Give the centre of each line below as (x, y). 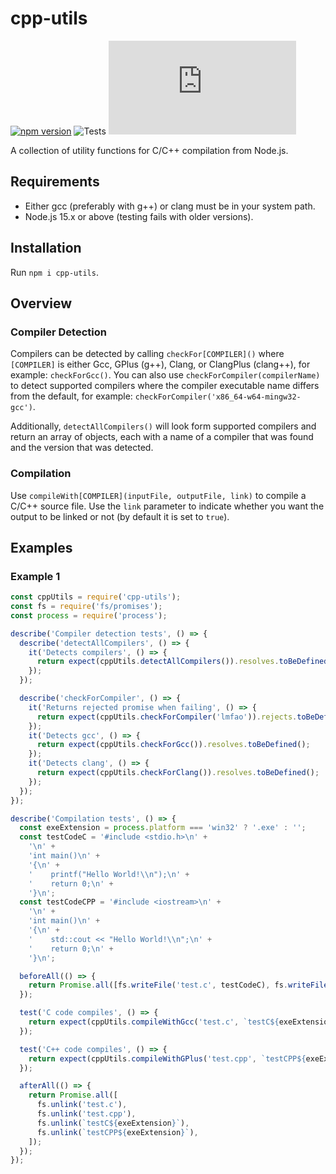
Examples (41, 547)
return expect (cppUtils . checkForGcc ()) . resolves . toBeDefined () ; (173, 745)
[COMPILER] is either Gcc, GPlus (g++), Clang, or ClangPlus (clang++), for (160, 364)
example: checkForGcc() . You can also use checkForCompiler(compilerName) (165, 375)
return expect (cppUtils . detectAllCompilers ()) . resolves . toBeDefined (182, 662)
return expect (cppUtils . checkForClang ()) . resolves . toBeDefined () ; (178, 773)
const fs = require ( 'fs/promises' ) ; (86, 607)
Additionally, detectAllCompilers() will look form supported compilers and (163, 426)
